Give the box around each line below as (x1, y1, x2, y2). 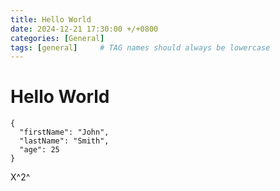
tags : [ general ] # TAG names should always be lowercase (10, 42, 271, 53)
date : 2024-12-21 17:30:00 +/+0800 (10, 24, 159, 34)
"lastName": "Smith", (19, 136, 110, 146)
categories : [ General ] (10, 33, 105, 43)
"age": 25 (19, 145, 60, 155)
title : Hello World (10, 14, 92, 25)
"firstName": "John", (19, 127, 110, 138)
